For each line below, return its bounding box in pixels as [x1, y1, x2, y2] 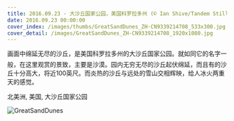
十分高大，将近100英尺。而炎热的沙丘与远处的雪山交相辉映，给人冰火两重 [13, 69, 225, 77]
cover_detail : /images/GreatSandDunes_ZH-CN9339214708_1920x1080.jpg [7, 29, 214, 37]
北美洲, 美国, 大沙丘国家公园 [7, 92, 88, 101]
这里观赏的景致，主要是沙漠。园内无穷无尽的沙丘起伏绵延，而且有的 [25, 60, 221, 69]
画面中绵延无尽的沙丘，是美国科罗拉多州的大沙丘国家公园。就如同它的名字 [7, 49, 221, 58]
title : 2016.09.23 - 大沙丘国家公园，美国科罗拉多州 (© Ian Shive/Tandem [7, 10, 210, 17]
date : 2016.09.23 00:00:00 [7, 17, 86, 24]
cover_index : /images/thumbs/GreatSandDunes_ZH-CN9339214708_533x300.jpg [7, 23, 226, 30]
